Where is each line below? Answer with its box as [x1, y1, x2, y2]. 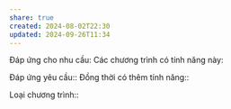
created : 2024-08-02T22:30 [9, 22, 111, 31]
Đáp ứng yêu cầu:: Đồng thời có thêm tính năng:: [9, 72, 190, 83]
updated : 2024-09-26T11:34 [9, 30, 111, 39]
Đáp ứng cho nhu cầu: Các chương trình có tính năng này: [9, 55, 224, 66]
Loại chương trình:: [9, 89, 79, 100]
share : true [9, 13, 54, 23]
